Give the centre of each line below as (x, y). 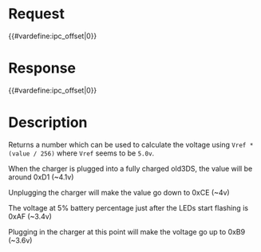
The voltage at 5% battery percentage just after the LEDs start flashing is (129, 207)
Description (48, 122)
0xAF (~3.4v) (30, 216)
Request (37, 14)
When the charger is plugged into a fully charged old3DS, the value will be (130, 168)
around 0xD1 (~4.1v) (41, 177)
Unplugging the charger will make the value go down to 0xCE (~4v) (119, 192)
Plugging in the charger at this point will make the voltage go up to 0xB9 (127, 231)
